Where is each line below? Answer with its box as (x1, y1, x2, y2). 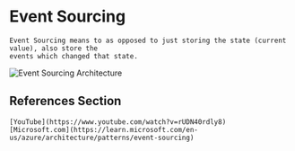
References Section (9, 93, 122, 109)
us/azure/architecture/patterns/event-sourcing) (9, 133, 195, 142)
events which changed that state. (9, 51, 139, 60)
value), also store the (9, 43, 99, 53)
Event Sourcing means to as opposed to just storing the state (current (9, 36, 287, 45)
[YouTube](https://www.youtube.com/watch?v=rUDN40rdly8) (9, 117, 227, 127)
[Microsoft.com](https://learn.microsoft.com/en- (9, 125, 199, 134)
